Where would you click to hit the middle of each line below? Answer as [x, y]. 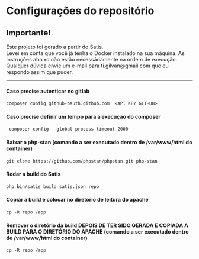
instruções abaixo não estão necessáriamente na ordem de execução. [92, 59]
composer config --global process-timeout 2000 [68, 129]
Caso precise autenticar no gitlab [48, 91]
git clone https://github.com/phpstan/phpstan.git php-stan [82, 161]
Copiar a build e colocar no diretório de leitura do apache [78, 200]
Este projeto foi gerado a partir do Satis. [55, 47]
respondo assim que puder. [39, 72]
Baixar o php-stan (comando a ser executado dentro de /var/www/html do [99, 142]
